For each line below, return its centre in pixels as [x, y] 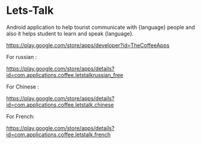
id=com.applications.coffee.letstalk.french [58, 134]
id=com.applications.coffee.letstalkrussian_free [65, 75]
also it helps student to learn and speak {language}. [70, 33]
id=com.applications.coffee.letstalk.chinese [60, 105]
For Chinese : [23, 86]
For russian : [22, 57]
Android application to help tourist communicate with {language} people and [100, 27]
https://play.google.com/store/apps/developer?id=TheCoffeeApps [88, 45]
